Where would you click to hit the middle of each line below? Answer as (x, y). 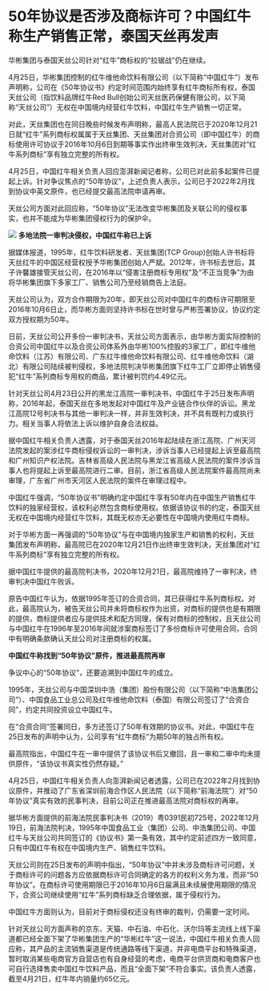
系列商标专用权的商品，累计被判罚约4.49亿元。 (113, 376)
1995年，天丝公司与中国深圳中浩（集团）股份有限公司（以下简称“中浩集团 (130, 689)
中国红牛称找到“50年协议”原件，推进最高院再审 (87, 655)
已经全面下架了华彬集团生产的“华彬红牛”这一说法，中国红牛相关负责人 (138, 938)
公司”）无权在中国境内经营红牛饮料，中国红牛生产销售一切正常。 (139, 107)
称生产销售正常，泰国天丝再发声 (114, 36)
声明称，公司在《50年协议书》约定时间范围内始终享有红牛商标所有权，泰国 (132, 87)
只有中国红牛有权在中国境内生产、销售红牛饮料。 (89, 847)
